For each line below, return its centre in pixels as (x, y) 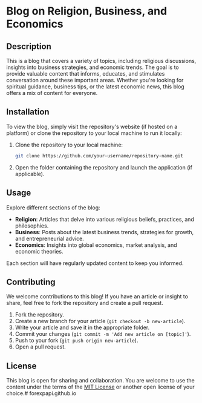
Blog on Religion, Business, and (87, 11)
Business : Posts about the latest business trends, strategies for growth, (104, 232)
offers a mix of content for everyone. (52, 93)
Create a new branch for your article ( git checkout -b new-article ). (100, 321)
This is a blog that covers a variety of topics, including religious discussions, (101, 61)
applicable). (30, 174)
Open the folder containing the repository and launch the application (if (103, 167)
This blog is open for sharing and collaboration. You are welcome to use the (100, 381)
